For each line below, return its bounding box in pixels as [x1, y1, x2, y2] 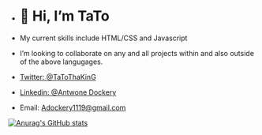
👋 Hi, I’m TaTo [19, 7, 110, 25]
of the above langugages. [19, 57, 103, 66]
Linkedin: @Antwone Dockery [19, 87, 117, 97]
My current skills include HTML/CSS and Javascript [19, 33, 188, 43]
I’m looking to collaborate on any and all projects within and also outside [19, 48, 255, 58]
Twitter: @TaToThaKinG [19, 72, 96, 81]
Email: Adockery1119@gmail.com [19, 103, 126, 112]
